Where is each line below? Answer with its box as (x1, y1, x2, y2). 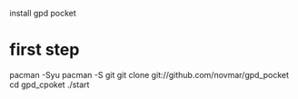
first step (9, 40, 80, 60)
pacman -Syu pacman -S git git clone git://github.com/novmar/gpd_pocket (9, 69, 289, 80)
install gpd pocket (9, 8, 77, 18)
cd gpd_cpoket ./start (9, 79, 90, 90)
